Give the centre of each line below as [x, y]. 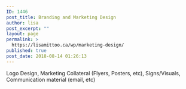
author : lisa [22, 23]
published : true [26, 51]
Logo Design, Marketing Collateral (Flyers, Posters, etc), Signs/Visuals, [93, 73]
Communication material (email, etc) [51, 79]
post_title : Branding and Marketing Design [61, 17]
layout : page [22, 34]
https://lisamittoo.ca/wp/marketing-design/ [68, 45]
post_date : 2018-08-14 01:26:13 [46, 56]
